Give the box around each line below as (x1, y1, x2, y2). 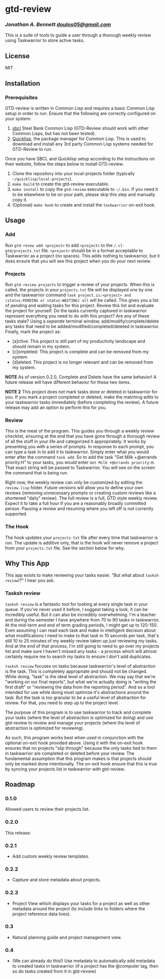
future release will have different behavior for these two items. (5, 379, 131, 385)
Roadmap (5, 780, 35, 789)
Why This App (5, 559, 50, 568)
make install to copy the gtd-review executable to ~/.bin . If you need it (12, 186, 158, 192)
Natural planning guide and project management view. (12, 934, 122, 940)
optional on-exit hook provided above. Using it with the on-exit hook (5, 740, 143, 746)
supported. (5, 511, 27, 517)
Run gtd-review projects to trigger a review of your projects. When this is (5, 281, 155, 287)
